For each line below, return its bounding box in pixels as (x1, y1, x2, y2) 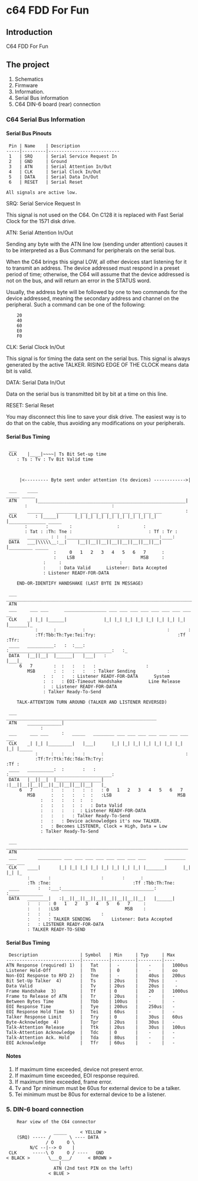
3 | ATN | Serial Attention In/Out (8, 164, 112, 169)
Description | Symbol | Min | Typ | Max (8, 952, 176, 958)
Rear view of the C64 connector (16, 1118, 96, 1125)
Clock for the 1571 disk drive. (6, 217, 76, 224)
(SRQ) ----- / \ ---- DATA (16, 1134, 99, 1140)
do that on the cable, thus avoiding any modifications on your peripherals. (6, 419, 186, 426)
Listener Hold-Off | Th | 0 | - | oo (6, 968, 178, 974)
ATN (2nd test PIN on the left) (53, 1165, 133, 1171)
